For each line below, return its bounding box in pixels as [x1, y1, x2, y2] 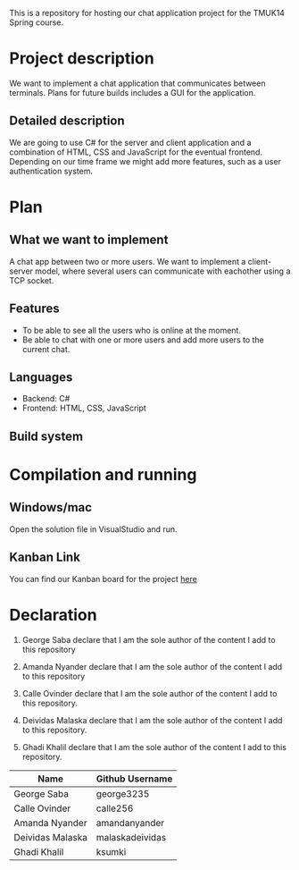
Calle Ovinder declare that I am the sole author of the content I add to [21, 688, 278, 698]
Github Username [96, 773, 173, 785]
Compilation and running [9, 464, 197, 485]
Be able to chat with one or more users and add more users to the [21, 334, 265, 345]
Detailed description [9, 114, 125, 129]
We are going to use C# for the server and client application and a [9, 137, 252, 148]
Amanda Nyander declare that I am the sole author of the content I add [21, 661, 283, 672]
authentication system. [9, 165, 94, 176]
